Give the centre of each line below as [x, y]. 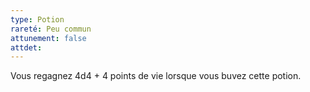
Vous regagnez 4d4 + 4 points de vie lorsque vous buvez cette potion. [156, 76]
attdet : [26, 47]
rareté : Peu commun [51, 29]
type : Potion [37, 19]
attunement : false [48, 38]
